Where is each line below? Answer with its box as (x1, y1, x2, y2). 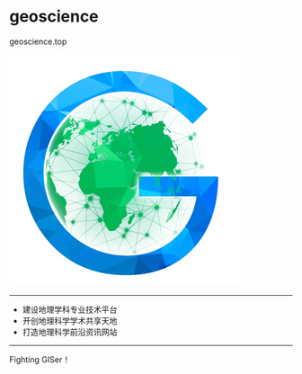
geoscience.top (9, 36, 67, 47)
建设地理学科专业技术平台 (22, 304, 118, 315)
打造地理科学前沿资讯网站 (22, 326, 118, 337)
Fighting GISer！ (9, 353, 70, 365)
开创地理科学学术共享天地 (22, 315, 118, 325)
